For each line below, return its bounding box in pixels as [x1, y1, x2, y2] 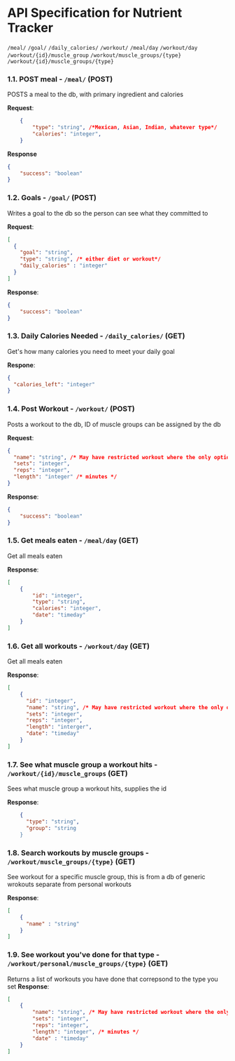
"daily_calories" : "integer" [20, 262, 108, 270]
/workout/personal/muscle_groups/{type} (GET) [7, 958, 169, 968]
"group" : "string [25, 824, 77, 831]
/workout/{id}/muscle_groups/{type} [7, 58, 114, 65]
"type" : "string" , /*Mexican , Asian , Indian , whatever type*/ [32, 124, 218, 131]
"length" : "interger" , [25, 723, 92, 731]
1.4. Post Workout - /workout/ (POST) [7, 404, 135, 414]
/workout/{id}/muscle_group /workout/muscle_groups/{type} [7, 51, 182, 59]
